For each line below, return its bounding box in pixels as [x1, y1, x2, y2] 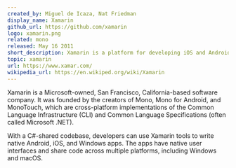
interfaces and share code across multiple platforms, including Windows [7, 146, 217, 155]
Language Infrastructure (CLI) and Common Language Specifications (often [7, 110, 226, 119]
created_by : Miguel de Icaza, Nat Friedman [7, 10, 137, 17]
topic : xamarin [7, 56, 52, 63]
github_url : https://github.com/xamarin [7, 23, 128, 30]
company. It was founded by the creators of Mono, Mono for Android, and [7, 95, 221, 104]
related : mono [7, 36, 49, 43]
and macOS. [7, 153, 44, 162]
